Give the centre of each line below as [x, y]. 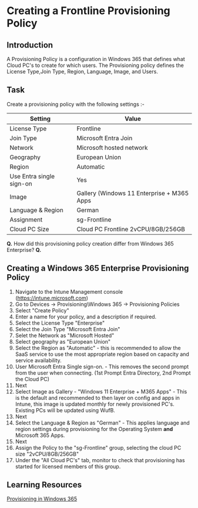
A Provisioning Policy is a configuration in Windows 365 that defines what [96, 59]
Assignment [26, 220]
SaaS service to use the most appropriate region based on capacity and [102, 354]
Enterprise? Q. [24, 250]
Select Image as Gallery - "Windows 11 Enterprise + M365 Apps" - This [101, 391]
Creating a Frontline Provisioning [89, 11]
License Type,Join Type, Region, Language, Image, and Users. [82, 71]
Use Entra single [32, 176]
